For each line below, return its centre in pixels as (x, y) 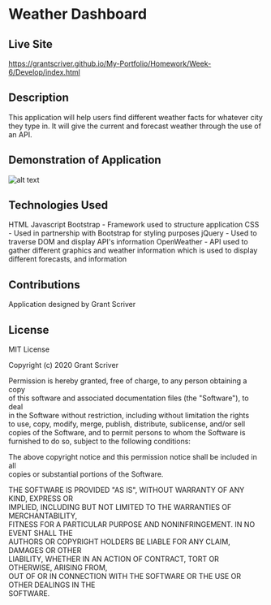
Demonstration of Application (85, 160)
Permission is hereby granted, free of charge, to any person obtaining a (128, 381)
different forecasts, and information (68, 259)
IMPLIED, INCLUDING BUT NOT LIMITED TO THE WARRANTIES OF (120, 508)
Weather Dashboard (78, 14)
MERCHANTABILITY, (43, 516)
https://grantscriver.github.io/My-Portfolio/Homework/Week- (110, 63)
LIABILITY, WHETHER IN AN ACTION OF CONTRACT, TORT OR (114, 559)
